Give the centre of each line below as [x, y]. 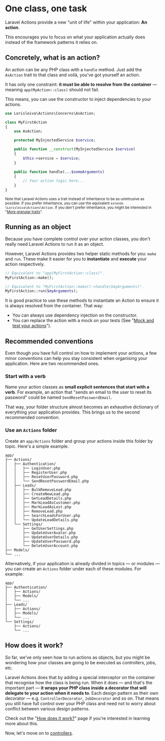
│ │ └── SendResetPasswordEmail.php [47, 481]
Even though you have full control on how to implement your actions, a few [81, 353]
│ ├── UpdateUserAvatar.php [41, 533]
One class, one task [46, 9]
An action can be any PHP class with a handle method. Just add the [73, 69]
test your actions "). [32, 326]
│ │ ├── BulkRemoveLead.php [38, 490]
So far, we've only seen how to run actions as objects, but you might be [78, 657]
